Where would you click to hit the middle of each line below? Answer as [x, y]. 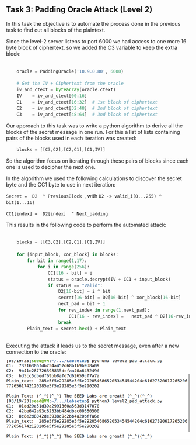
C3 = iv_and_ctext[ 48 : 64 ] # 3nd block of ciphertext [87, 114]
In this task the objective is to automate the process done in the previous [93, 23]
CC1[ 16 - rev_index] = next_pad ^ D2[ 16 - [122, 316]
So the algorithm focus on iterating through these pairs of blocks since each [97, 161]
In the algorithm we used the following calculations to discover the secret [94, 178]
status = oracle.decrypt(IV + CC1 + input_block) [109, 279]
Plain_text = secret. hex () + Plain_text [77, 329]
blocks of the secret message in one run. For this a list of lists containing [93, 132]
